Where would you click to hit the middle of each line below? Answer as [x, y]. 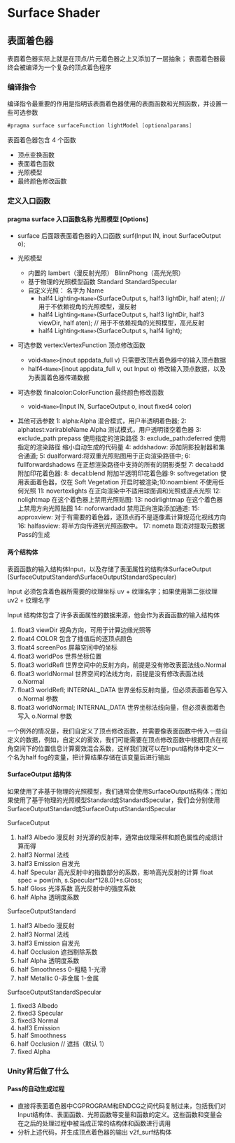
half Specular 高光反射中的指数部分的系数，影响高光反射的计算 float [115, 872]
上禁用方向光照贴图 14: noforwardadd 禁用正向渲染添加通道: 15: [108, 508]
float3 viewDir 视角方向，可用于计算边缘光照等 [84, 630]
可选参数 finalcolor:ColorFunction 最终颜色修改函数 [91, 393]
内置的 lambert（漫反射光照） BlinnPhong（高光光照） [106, 273]
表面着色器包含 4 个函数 [42, 140]
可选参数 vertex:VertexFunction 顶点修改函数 [81, 345]
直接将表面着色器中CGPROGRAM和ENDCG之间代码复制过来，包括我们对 [122, 1106]
